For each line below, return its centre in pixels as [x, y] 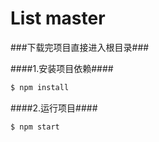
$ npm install [40, 87]
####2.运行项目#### [54, 108]
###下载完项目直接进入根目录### [80, 47]
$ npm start [35, 127]
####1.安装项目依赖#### [62, 68]
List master [58, 18]
